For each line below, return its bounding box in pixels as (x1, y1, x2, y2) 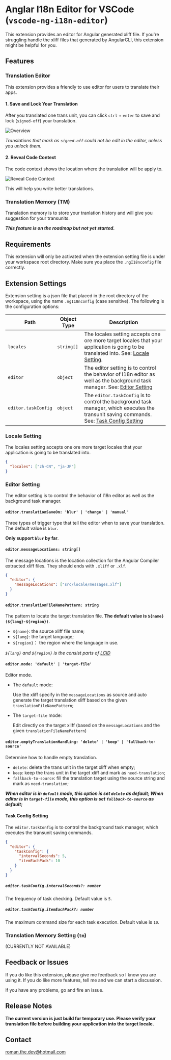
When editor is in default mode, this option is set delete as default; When (5, 790, 164, 796)
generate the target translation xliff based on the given (12, 697, 127, 703)
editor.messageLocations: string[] (5, 547, 81, 552)
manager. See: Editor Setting (84, 383, 153, 391)
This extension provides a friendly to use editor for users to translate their (5, 84, 160, 90)
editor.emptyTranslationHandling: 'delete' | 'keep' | (5, 739, 124, 744)
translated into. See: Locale (84, 349, 149, 356)
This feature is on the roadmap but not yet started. (5, 225, 115, 231)
